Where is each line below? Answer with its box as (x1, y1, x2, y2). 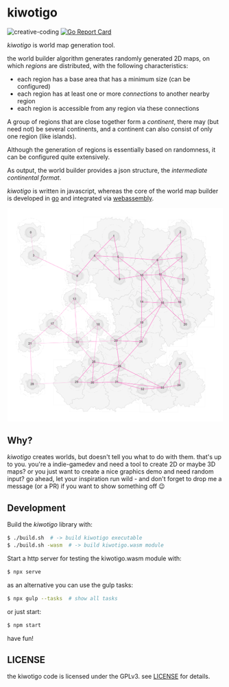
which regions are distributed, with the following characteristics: (7, 61, 189, 70)
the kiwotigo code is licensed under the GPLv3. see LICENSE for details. (7, 673, 210, 681)
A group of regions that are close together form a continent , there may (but (7, 117, 219, 125)
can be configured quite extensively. (7, 153, 110, 161)
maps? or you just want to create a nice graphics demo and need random (7, 467, 214, 476)
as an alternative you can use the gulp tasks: (7, 580, 134, 589)
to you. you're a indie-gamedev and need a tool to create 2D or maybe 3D (7, 460, 216, 469)
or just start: (7, 607, 42, 615)
